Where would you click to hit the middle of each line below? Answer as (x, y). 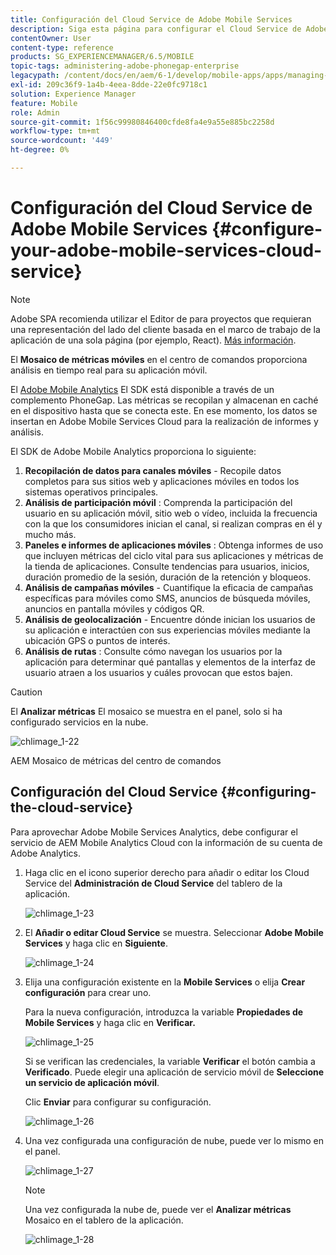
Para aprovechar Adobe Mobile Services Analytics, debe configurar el (154, 832)
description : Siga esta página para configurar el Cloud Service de (156, 29)
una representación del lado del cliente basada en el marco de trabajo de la (165, 329)
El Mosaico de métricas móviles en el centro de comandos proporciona (159, 359)
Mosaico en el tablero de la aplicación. (104, 1220)
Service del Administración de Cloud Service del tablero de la (153, 883)
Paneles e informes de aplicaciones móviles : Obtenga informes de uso (174, 545)
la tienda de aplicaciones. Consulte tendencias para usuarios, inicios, (167, 566)
